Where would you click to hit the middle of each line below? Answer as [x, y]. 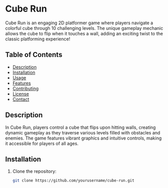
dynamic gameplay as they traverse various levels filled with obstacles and [83, 132]
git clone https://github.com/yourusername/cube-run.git [73, 181]
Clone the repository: [34, 171]
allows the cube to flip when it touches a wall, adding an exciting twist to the [84, 33]
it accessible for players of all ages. [42, 143]
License [21, 93]
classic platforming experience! [38, 39]
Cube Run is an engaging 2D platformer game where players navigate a [79, 23]
